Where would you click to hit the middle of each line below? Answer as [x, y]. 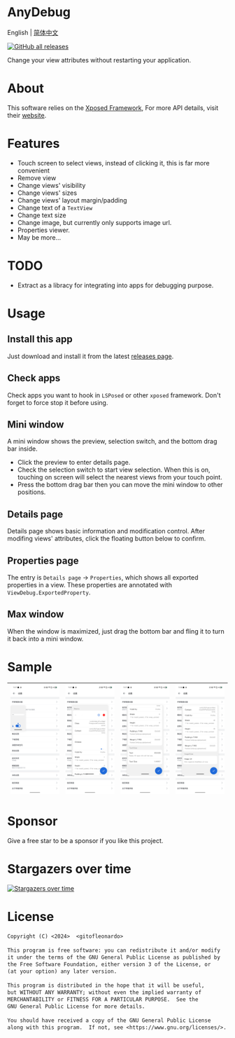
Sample [30, 667]
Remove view [37, 178]
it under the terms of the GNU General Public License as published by [114, 957]
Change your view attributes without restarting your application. [99, 60]
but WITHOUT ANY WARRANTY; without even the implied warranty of [104, 992]
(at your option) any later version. [62, 971]
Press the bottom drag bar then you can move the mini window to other [120, 485]
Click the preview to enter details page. [74, 463]
